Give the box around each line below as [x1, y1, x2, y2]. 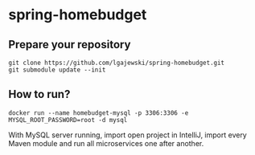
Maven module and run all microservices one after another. [8, 138, 204, 148]
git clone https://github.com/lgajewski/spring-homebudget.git [8, 59, 225, 67]
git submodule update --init [8, 66, 106, 74]
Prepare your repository [8, 38, 131, 51]
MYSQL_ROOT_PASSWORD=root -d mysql [8, 116, 128, 124]
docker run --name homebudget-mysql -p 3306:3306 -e [8, 108, 189, 117]
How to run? [8, 88, 71, 101]
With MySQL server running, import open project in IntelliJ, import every [8, 130, 247, 140]
